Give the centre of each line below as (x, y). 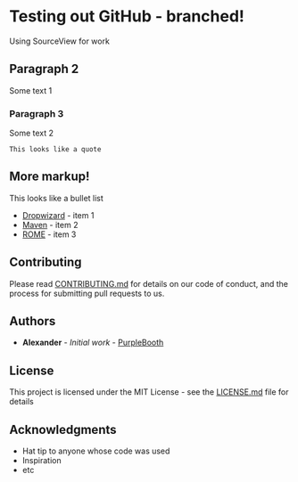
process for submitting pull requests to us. (87, 293)
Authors (33, 321)
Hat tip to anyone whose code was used (96, 451)
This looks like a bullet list (57, 198)
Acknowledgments (63, 429)
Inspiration (41, 461)
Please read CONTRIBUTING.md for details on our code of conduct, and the (149, 283)
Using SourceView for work (59, 41)
